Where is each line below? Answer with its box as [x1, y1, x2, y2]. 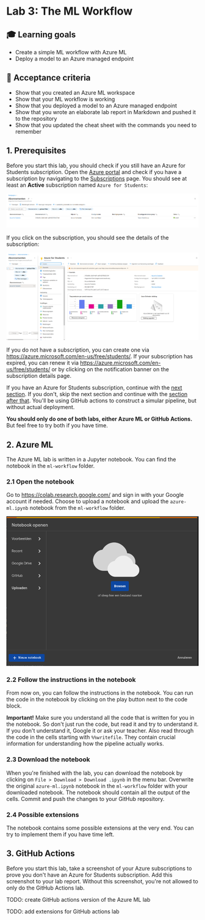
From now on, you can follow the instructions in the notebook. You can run [6, 689, 193, 697]
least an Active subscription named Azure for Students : [6, 181, 148, 189]
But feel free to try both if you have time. [6, 422, 109, 429]
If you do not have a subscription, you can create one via [6, 346, 149, 353]
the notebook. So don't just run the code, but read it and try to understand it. [6, 720, 199, 728]
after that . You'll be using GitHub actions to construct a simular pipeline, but [6, 397, 197, 404]
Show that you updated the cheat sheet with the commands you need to [15, 121, 197, 129]
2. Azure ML [6, 440, 54, 450]
